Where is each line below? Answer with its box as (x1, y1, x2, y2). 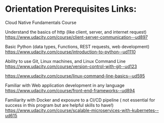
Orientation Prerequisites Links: (5, 3, 137, 15)
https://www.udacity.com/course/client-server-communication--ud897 (5, 34, 148, 40)
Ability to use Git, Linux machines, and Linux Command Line (5, 58, 126, 64)
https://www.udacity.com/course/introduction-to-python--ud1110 (5, 49, 136, 55)
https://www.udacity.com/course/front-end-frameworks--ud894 (5, 87, 135, 93)
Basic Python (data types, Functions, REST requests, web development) (5, 43, 150, 49)
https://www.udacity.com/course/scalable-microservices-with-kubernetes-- (5, 107, 159, 113)
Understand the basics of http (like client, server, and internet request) (5, 29, 147, 35)
